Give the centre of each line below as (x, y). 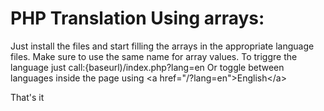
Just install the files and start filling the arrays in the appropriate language (162, 46)
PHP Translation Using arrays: (137, 18)
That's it (27, 97)
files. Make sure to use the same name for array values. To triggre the (154, 56)
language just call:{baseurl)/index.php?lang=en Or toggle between (147, 67)
